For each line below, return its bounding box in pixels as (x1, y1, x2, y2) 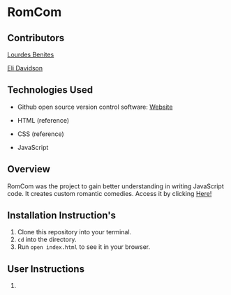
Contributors (7, 32, 65, 44)
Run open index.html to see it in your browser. (17, 243, 151, 251)
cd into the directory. (17, 235, 77, 244)
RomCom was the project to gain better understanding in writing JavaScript (7, 182, 225, 190)
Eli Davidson (7, 64, 43, 72)
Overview (7, 163, 51, 175)
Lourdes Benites (7, 50, 54, 59)
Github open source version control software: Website (17, 103, 173, 111)
